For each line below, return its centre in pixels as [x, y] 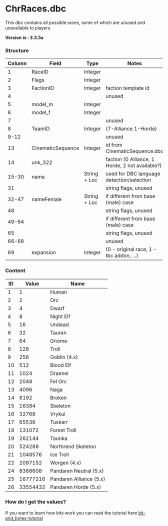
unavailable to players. [28, 27]
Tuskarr [59, 422]
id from [114, 145]
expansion [44, 252]
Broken [58, 397]
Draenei [59, 373]
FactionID [43, 88]
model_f [41, 112]
